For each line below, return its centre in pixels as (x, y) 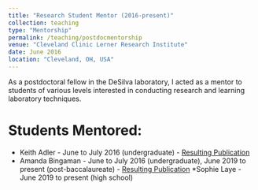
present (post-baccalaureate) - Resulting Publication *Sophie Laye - (130, 169)
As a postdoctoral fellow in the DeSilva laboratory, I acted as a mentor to (125, 82)
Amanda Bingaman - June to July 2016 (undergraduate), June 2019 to (133, 160)
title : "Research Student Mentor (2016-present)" (91, 15)
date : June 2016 (35, 52)
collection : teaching (44, 23)
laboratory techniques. (45, 99)
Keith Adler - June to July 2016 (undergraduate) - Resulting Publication (135, 152)
